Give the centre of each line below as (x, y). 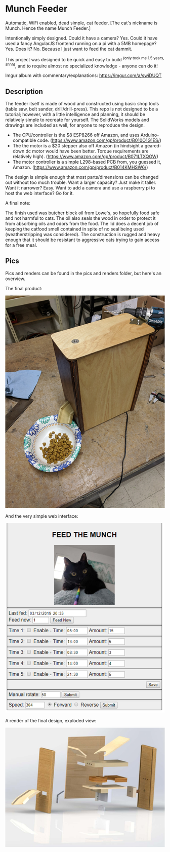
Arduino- (150, 135)
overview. (15, 279)
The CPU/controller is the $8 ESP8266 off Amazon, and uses (76, 135)
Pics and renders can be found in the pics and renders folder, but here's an (83, 273)
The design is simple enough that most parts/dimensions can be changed (82, 177)
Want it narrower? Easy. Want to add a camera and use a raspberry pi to (80, 188)
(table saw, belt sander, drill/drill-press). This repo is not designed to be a (82, 109)
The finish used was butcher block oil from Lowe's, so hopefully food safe (82, 213)
